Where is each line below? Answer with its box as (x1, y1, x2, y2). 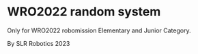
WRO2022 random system (7, 4, 161, 20)
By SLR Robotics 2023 (7, 39, 70, 47)
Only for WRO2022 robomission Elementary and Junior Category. (7, 26, 191, 34)
